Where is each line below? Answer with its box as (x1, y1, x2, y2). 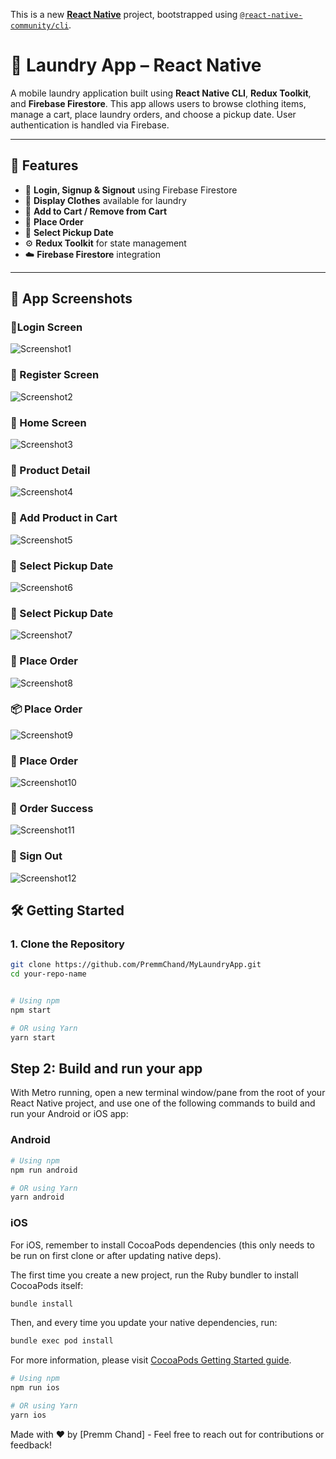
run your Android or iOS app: (10, 1108, 129, 1120)
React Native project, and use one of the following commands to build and (10, 1097, 316, 1109)
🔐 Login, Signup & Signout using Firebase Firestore (24, 184, 238, 196)
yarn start (10, 1032, 56, 1043)
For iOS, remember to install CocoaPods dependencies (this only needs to (10, 1239, 315, 1251)
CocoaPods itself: (10, 1279, 84, 1291)
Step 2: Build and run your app (10, 1060, 203, 1078)
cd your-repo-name (10, 969, 87, 979)
